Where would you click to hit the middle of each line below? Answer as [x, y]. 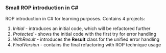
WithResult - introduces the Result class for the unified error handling [86, 39]
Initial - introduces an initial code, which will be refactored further [81, 29]
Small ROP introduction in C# [42, 8]
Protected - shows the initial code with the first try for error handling [85, 34]
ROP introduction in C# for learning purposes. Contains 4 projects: [75, 19]
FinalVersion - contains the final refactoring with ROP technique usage [87, 45]
